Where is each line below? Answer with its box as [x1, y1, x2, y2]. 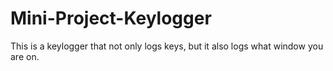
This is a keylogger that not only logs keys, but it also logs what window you [10, 40, 324, 52]
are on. [10, 50, 40, 62]
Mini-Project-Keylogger [10, 7, 212, 30]
